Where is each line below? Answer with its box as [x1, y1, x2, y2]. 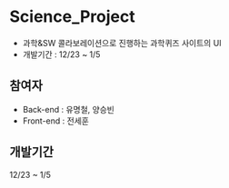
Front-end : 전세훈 [22, 115, 89, 126]
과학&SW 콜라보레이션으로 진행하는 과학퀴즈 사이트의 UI [22, 37, 222, 48]
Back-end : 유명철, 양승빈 [22, 104, 115, 114]
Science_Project [9, 6, 135, 27]
